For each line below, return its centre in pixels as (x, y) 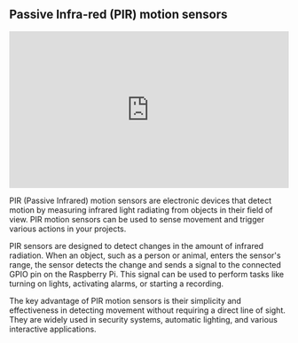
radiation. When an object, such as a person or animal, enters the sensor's (145, 255)
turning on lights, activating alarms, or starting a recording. (117, 284)
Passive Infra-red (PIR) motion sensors (118, 15)
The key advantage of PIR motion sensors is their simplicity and (125, 301)
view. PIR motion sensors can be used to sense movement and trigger (137, 220)
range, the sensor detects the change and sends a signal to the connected (145, 265)
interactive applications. (53, 329)
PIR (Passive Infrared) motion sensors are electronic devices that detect (141, 201)
